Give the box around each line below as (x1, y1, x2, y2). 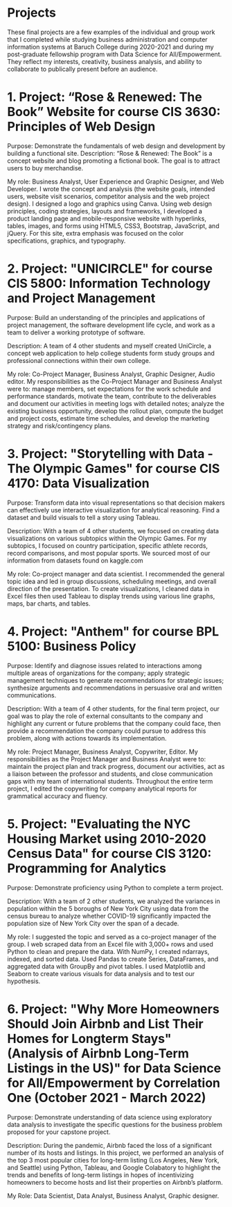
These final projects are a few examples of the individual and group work (7, 28, 215, 36)
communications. (7, 690, 57, 699)
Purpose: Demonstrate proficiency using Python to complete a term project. (7, 883, 224, 891)
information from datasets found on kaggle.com (7, 556, 143, 565)
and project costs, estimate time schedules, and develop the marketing (7, 414, 210, 422)
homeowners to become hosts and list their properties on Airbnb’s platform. (7, 1178, 223, 1186)
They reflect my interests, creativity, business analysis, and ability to (7, 57, 202, 65)
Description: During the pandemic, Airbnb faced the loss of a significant (7, 1141, 213, 1149)
